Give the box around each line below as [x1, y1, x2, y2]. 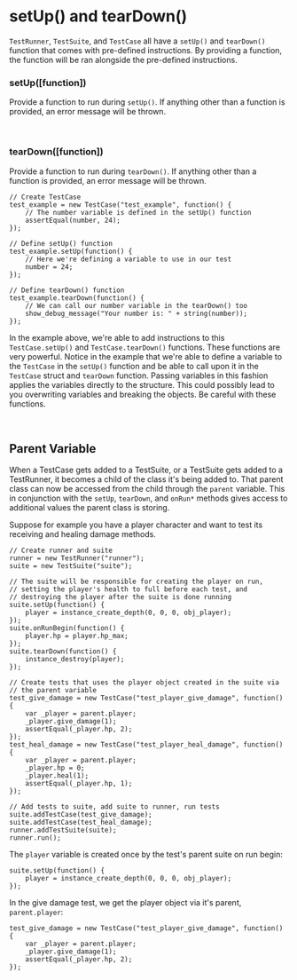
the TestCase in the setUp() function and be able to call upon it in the [9, 360, 259, 371]
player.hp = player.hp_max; [25, 632, 129, 641]
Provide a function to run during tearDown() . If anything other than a [9, 166, 257, 177]
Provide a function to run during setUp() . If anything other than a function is [9, 97, 285, 107]
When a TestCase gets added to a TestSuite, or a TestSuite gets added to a [9, 464, 284, 476]
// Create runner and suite [9, 546, 113, 556]
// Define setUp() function [9, 239, 113, 248]
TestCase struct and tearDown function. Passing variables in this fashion [9, 370, 269, 381]
